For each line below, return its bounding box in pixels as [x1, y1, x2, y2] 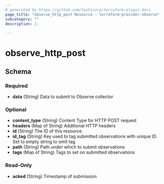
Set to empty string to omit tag [12, 138, 75, 145]
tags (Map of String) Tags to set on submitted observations [12, 149, 135, 155]
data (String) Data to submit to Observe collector [12, 93, 113, 99]
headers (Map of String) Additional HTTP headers [12, 123, 116, 129]
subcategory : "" [5, 16, 39, 21]
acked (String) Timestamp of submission [12, 173, 97, 179]
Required [5, 82, 28, 89]
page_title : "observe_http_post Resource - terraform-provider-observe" [5, 12, 160, 17]
